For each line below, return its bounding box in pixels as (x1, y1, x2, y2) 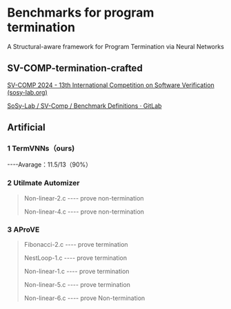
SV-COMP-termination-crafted (7, 62, 143, 74)
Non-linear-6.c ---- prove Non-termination (23, 294, 145, 302)
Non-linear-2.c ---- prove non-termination (23, 194, 144, 202)
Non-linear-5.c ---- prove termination (23, 281, 131, 289)
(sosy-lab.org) (7, 88, 48, 96)
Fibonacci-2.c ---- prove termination (23, 241, 129, 249)
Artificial (7, 122, 46, 133)
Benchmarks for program (7, 5, 154, 21)
